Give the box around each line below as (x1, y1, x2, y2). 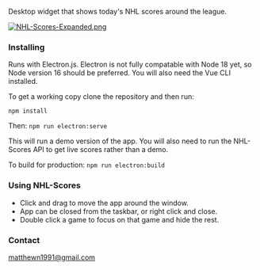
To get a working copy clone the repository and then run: (8, 92, 194, 101)
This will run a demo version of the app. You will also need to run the (8, 136, 232, 146)
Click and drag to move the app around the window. (19, 198, 189, 207)
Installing (8, 41, 45, 52)
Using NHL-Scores (8, 180, 82, 191)
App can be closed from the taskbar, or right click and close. (19, 206, 218, 216)
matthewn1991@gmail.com (8, 253, 96, 262)
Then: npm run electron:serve (8, 121, 108, 131)
